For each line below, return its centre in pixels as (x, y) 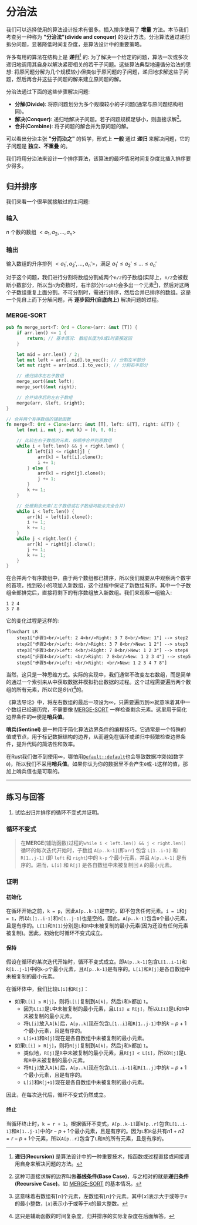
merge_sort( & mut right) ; (47, 387)
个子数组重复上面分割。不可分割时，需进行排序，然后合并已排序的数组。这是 (98, 292)
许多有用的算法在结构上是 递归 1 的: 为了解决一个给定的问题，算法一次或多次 (97, 56)
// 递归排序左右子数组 (40, 376)
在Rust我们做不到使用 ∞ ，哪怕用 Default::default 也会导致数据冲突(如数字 (95, 756)
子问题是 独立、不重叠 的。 (38, 146)
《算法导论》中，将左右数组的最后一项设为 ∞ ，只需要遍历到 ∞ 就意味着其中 (96, 702)
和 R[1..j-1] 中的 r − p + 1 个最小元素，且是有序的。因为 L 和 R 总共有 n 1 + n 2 (98, 1131)
